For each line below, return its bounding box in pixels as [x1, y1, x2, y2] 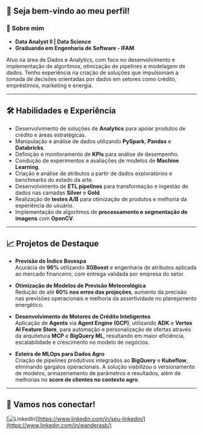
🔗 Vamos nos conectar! [6, 399, 95, 410]
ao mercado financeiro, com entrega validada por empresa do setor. [14, 270, 185, 278]
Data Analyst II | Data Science [14, 37, 92, 45]
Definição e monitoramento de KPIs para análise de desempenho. [14, 150, 179, 158]
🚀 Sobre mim [6, 24, 44, 33]
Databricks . [14, 144, 45, 151]
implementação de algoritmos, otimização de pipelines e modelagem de [6, 62, 185, 69]
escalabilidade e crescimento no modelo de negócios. [14, 339, 150, 346]
